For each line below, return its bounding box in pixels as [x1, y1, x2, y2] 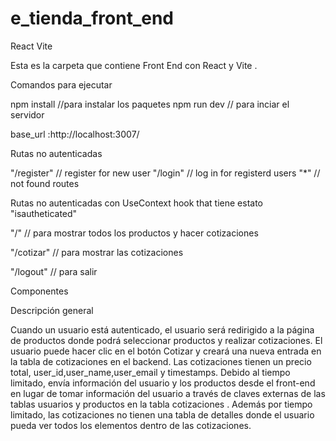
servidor [10, 108, 45, 121]
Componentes [10, 285, 69, 297]
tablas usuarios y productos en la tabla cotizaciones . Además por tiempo [10, 398, 313, 410]
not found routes [10, 177, 80, 189]
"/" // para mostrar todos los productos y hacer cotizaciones [10, 227, 259, 239]
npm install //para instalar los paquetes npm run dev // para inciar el [10, 98, 290, 110]
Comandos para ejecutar [10, 78, 113, 91]
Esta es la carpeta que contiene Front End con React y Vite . [10, 59, 258, 71]
